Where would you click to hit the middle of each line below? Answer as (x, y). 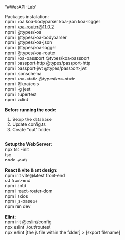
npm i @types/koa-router (30, 53)
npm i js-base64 (21, 201)
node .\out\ (16, 160)
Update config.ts (29, 124)
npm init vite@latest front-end (35, 175)
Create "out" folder (31, 130)
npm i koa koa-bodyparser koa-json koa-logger (53, 22)
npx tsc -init (17, 149)
